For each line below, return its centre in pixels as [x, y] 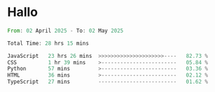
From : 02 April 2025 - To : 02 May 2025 [65, 31]
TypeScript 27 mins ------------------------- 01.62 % [108, 82]
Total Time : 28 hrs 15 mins [48, 43]
